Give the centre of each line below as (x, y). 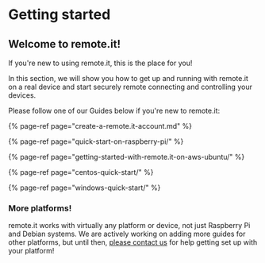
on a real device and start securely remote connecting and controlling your (130, 87)
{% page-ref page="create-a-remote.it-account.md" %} (100, 126)
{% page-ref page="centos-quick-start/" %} (81, 172)
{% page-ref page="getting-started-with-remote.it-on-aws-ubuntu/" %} (127, 157)
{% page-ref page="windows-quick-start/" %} (84, 188)
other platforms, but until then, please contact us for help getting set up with (133, 242)
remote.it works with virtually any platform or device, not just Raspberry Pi (129, 226)
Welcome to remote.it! (65, 44)
